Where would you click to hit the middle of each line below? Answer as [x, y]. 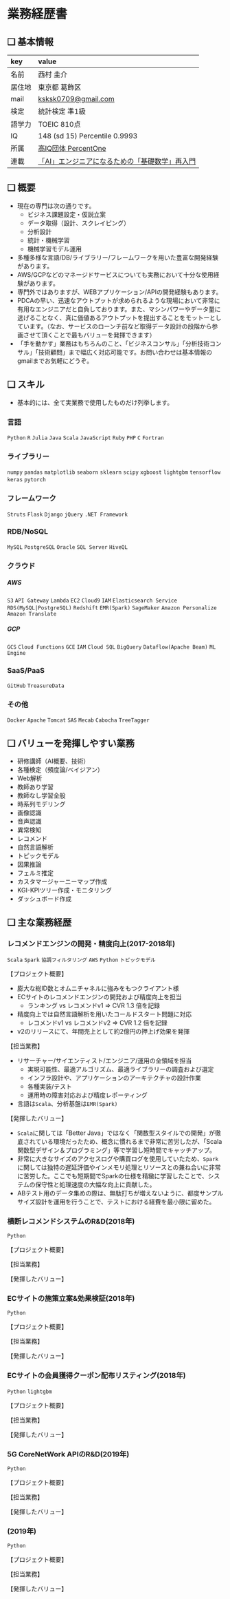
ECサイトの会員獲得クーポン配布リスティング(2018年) [96, 1376]
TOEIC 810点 [59, 124]
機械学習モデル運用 [55, 249]
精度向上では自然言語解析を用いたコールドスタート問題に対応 [104, 1014]
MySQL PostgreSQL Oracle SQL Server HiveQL [68, 547]
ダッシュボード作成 [44, 899]
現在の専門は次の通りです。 [56, 206]
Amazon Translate [32, 614]
